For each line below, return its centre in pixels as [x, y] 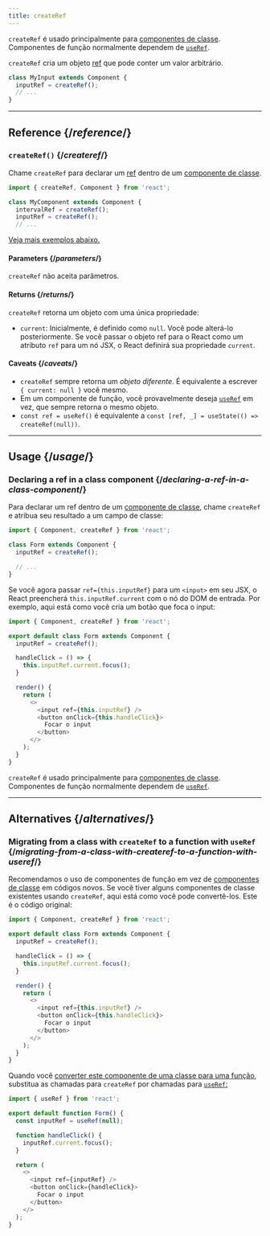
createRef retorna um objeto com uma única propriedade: [104, 312]
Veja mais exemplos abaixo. [54, 240]
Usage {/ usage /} [51, 457]
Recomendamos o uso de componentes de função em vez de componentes [134, 879]
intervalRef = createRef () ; [63, 210]
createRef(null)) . [50, 424]
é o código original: [40, 905]
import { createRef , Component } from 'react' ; [90, 187]
